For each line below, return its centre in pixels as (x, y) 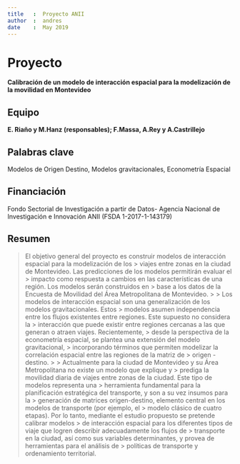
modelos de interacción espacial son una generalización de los (117, 301)
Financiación (37, 192)
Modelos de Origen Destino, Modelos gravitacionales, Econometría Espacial (119, 169)
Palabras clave (41, 152)
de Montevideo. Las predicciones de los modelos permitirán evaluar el (128, 271)
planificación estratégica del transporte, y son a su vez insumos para (126, 393)
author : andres (35, 21)
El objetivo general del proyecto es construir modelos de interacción (125, 256)
